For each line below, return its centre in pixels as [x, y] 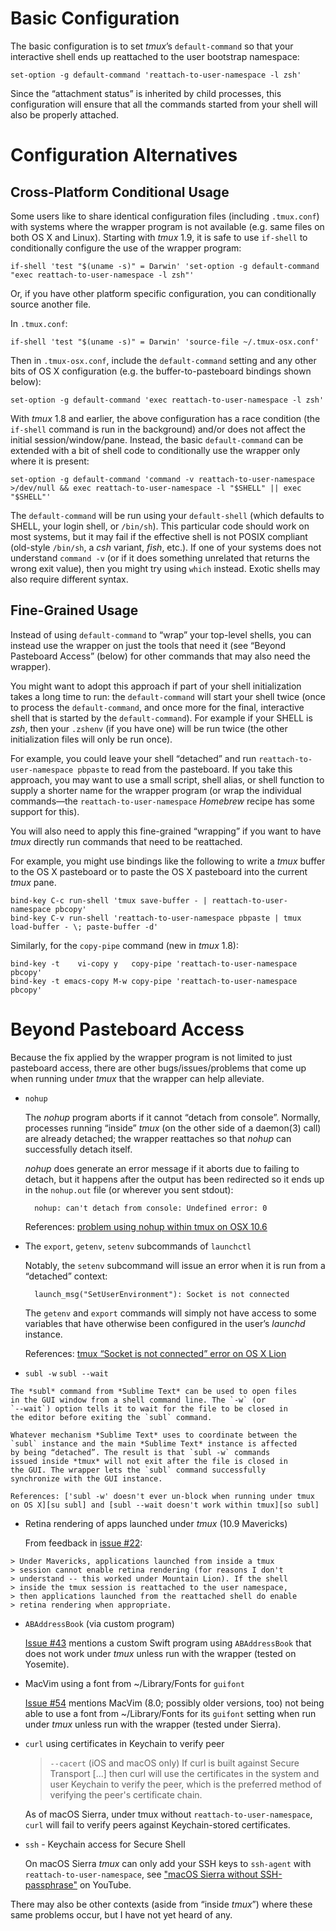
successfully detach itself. [78, 1149]
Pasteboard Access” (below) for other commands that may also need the [160, 656]
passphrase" [51, 1884]
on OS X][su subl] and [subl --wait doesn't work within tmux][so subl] [165, 1505]
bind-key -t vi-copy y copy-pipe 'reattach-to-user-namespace [154, 963]
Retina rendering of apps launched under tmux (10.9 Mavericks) [156, 1523]
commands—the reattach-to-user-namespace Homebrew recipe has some [162, 801]
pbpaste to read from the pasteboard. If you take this [185, 769]
